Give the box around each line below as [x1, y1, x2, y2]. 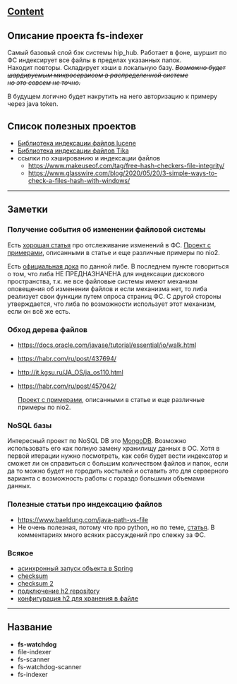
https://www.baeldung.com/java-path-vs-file [17, 515, 149, 524]
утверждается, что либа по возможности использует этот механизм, [7, 300, 217, 308]
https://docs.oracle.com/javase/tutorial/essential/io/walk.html [17, 341, 197, 349]
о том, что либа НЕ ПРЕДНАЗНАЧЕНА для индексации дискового [7, 269, 205, 278]
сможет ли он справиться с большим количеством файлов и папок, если [7, 459, 229, 468]
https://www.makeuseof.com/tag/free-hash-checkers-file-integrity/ [28, 162, 225, 170]
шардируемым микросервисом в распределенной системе [7, 71, 189, 80]
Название [7, 621, 53, 633]
